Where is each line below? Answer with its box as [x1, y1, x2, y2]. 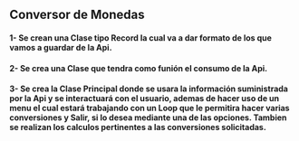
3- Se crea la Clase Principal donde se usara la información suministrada [9, 83, 288, 94]
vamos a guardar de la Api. [9, 42, 112, 52]
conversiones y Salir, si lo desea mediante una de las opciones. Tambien [9, 112, 287, 123]
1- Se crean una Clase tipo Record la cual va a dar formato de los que [9, 32, 272, 43]
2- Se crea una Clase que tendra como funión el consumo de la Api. [9, 62, 268, 73]
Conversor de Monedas [9, 7, 145, 23]
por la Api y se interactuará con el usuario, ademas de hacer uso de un [9, 93, 279, 104]
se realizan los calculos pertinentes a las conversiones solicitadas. [9, 122, 267, 133]
